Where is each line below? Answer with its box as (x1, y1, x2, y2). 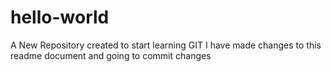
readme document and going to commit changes (10, 49, 212, 61)
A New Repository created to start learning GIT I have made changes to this (10, 39, 322, 51)
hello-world (10, 6, 110, 29)
